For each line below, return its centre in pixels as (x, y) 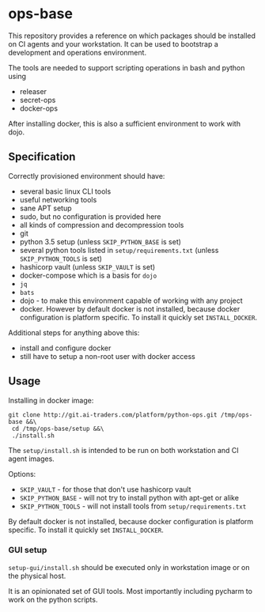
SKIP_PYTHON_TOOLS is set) (61, 259)
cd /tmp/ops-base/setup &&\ (58, 429)
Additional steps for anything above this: (74, 332)
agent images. (32, 459)
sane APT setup (45, 208)
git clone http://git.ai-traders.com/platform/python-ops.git (113, 415)
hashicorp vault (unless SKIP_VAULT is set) (87, 266)
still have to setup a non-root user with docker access (107, 356)
